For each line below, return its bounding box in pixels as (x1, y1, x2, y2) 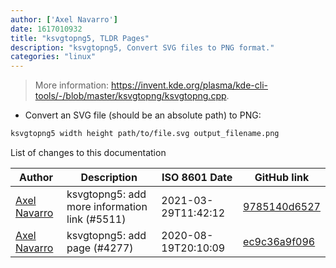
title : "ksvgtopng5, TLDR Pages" (10, 33, 150, 43)
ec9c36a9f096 (243, 235, 316, 248)
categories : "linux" (10, 52, 97, 62)
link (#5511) (66, 212, 127, 226)
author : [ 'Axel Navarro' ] (10, 14, 118, 25)
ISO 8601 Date (161, 171, 233, 184)
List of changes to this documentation (10, 147, 167, 158)
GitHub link (254, 171, 310, 184)
